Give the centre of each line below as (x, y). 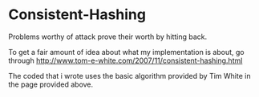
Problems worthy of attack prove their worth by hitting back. (108, 37)
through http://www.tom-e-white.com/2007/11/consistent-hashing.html (125, 60)
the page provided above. (51, 84)
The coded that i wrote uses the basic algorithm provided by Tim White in (129, 76)
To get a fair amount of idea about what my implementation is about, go (126, 52)
